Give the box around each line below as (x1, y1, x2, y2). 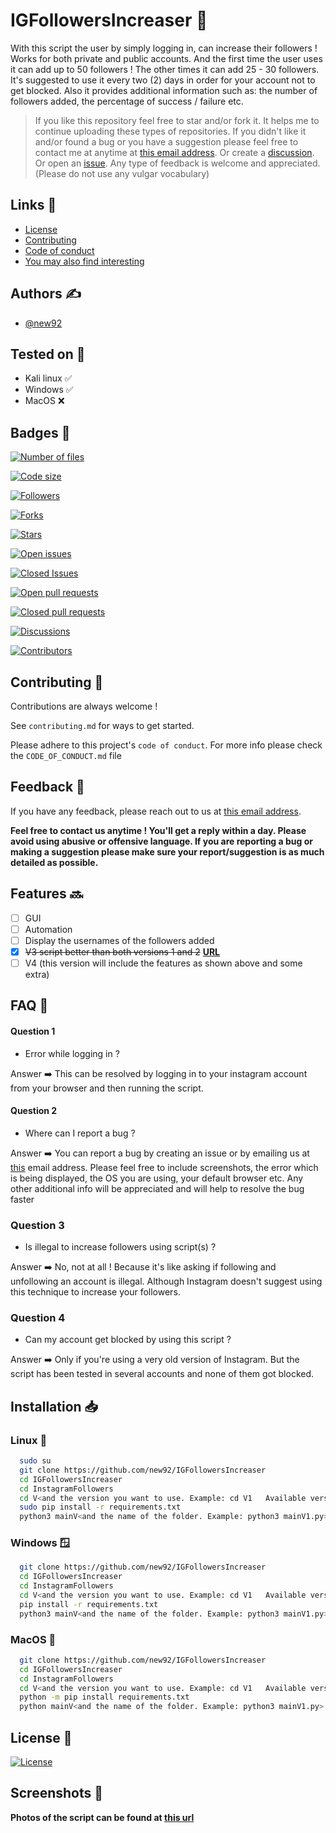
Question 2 (10, 1105, 58, 1117)
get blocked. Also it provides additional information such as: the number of (10, 84, 318, 96)
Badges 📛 (10, 424, 71, 441)
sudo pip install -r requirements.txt (19, 1502, 182, 1513)
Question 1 (10, 1025, 56, 1037)
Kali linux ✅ (24, 372, 73, 384)
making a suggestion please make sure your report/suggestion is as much (10, 845, 325, 858)
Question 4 (10, 1310, 66, 1324)
